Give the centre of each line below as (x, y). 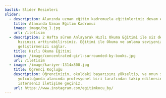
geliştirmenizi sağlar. (42, 47)
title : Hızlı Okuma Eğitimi (42, 51)
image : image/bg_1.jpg (37, 28)
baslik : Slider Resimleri (31, 10)
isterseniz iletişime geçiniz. (50, 83)
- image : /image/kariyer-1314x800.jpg (49, 65)
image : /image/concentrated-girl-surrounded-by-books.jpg (75, 56)
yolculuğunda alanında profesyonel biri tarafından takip (79, 79)
